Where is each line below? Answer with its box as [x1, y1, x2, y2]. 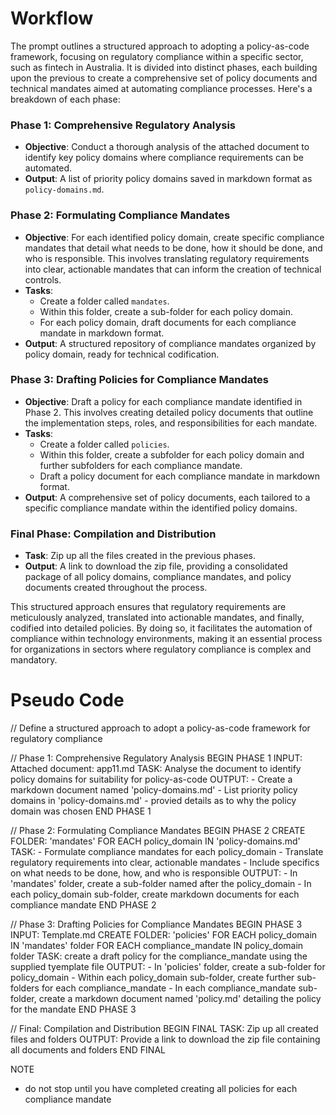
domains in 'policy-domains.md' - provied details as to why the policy [10, 795, 297, 807]
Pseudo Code [10, 689, 125, 712]
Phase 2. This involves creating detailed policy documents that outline [24, 406, 314, 418]
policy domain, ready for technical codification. [24, 348, 220, 360]
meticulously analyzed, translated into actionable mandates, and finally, [10, 612, 305, 624]
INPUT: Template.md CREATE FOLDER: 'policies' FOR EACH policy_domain [10, 929, 318, 941]
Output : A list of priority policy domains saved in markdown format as [24, 173, 313, 185]
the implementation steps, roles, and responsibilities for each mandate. [24, 417, 318, 429]
